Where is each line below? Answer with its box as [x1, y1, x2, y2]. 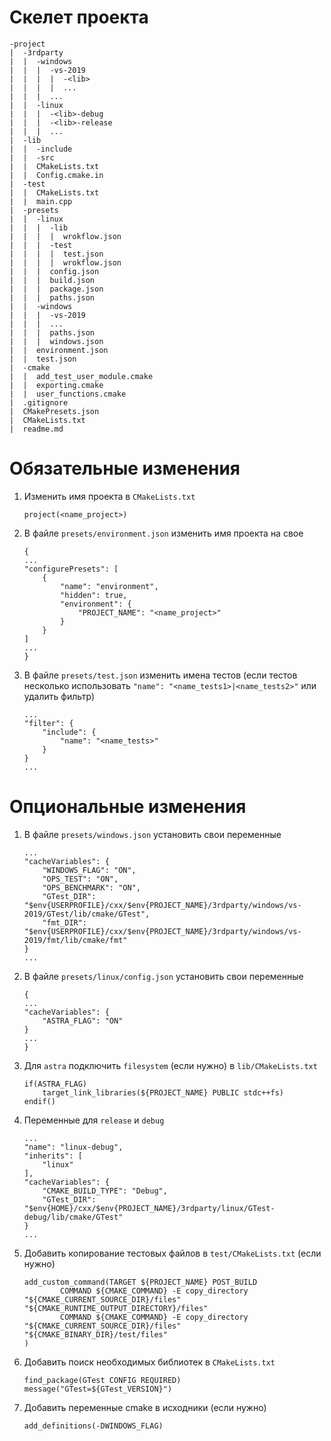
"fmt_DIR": [42, 917, 88, 928]
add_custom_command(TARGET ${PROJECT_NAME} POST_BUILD [23, 1277, 258, 1287]
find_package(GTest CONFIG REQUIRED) [23, 1375, 182, 1385]
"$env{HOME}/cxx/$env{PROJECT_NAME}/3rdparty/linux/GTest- [23, 1203, 276, 1213]
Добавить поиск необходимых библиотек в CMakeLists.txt [23, 1356, 276, 1368]
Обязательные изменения [9, 457, 241, 480]
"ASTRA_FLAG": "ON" [42, 1016, 124, 1026]
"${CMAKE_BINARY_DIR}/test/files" [23, 1329, 168, 1340]
